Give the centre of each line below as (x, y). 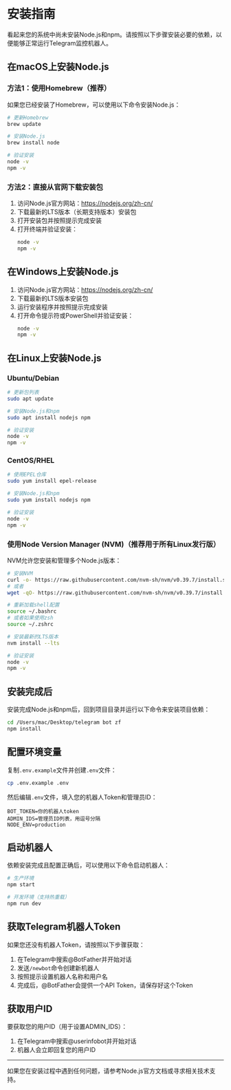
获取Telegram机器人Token (64, 927)
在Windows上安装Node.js (63, 272)
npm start (21, 885)
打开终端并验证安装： (47, 229)
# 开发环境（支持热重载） (38, 897)
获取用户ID (30, 1009)
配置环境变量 (34, 752)
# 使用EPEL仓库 (27, 475)
